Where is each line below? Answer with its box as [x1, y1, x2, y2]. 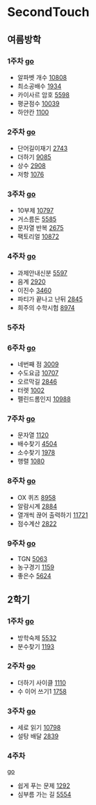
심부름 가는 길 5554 [17, 790, 72, 799]
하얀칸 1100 [17, 108, 49, 116]
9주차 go [7, 538, 36, 548]
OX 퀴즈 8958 [17, 493, 56, 501]
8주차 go [7, 476, 36, 486]
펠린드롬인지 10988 [17, 394, 71, 403]
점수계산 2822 [17, 519, 57, 528]
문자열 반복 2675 [17, 224, 64, 232]
